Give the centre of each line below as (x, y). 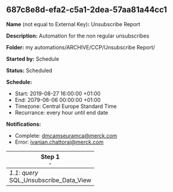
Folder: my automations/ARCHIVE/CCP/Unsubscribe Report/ (81, 47)
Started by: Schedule (33, 58)
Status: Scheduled (29, 70)
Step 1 (50, 156)
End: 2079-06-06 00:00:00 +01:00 (58, 100)
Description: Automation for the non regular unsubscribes (78, 36)
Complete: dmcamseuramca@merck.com (66, 135)
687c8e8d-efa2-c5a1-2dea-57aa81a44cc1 (86, 10)
